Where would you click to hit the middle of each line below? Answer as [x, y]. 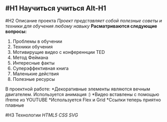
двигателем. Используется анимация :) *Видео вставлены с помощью [82, 94]
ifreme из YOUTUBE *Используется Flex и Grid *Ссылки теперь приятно [83, 100]
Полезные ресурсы [34, 79]
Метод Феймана [30, 57]
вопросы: [16, 31]
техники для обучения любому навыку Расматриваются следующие [81, 26]
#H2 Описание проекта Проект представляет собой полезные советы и [84, 20]
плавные [15, 105]
